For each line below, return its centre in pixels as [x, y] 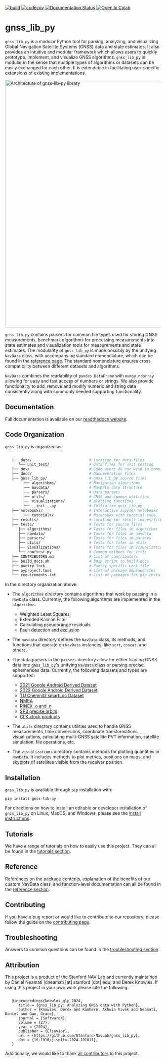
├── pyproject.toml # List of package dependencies [83, 570]
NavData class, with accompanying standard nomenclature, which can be [79, 355]
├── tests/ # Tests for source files [77, 524]
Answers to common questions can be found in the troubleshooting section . [82, 950]
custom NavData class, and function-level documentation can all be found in [83, 884]
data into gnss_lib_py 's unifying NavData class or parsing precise [78, 665]
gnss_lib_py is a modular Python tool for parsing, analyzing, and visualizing [82, 41]
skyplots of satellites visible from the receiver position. [68, 762]
